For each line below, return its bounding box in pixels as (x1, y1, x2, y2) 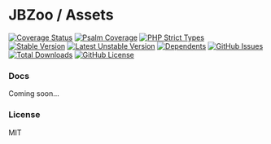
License (8, 109, 41, 120)
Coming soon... (8, 89, 59, 98)
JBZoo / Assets (8, 6, 114, 24)
